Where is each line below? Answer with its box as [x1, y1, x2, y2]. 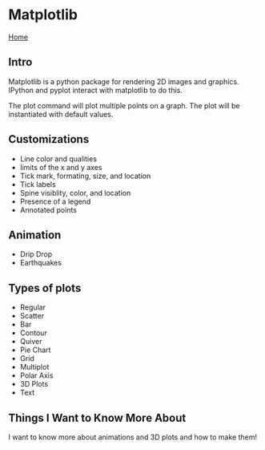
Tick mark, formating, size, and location [19, 171, 151, 180]
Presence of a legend [19, 197, 91, 206]
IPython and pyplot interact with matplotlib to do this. [8, 85, 183, 95]
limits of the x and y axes [19, 162, 102, 172]
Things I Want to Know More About [8, 411, 187, 424]
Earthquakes [19, 258, 62, 268]
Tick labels [19, 179, 56, 189]
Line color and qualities [19, 154, 98, 164]
